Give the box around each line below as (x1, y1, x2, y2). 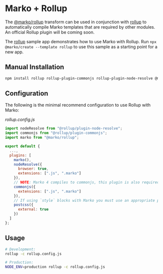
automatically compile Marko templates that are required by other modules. (5, 24, 155, 30)
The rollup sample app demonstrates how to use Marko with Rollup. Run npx (5, 38, 157, 44)
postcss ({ (14, 202, 34, 208)
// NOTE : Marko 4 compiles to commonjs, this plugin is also (14, 180, 140, 185)
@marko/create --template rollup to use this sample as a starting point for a (5, 44, 158, 49)
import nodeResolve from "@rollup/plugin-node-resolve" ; (5, 126, 123, 131)
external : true (17, 207, 49, 212)
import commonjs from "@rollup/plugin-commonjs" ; (5, 130, 108, 136)
